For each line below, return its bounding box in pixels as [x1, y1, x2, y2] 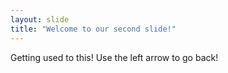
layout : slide [10, 14, 70, 25]
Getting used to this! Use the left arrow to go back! [10, 51, 219, 63]
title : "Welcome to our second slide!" [10, 24, 177, 34]
